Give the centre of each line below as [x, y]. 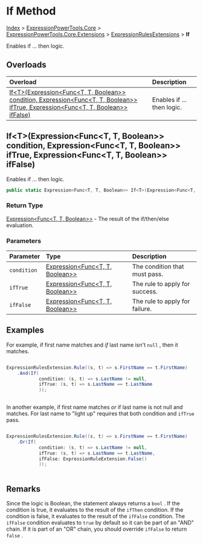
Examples [25, 330]
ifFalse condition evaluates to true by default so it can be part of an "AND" [100, 523]
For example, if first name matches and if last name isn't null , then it [92, 345]
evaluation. [20, 225]
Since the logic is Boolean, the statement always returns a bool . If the [93, 504]
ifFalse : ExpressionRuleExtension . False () [93, 459]
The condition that [158, 267]
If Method [31, 11]
